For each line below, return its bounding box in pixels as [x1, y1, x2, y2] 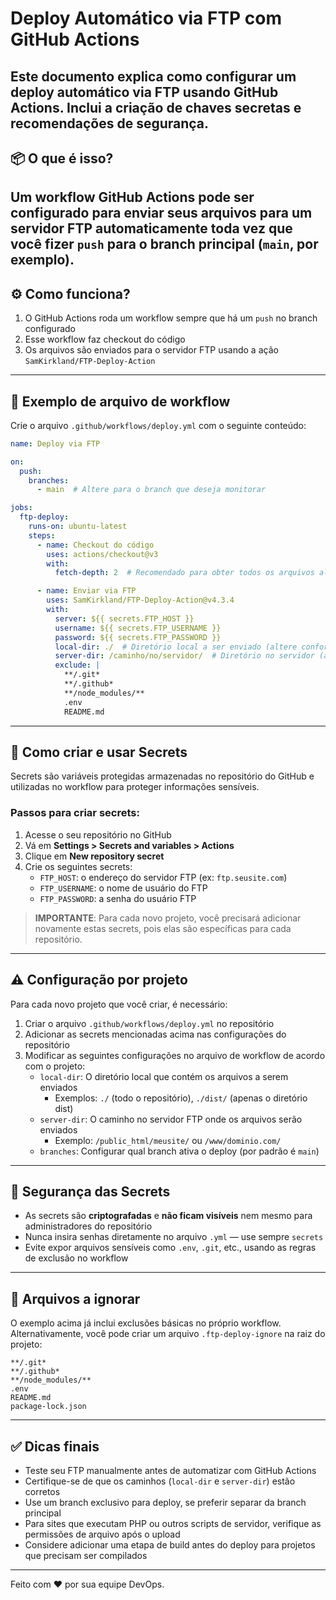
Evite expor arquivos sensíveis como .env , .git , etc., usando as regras [24, 1242, 317, 1254]
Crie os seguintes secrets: [24, 860, 133, 872]
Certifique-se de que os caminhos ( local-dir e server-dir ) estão [24, 1475, 296, 1487]
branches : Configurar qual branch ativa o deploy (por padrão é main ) [39, 1145, 320, 1157]
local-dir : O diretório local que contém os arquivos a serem [39, 1070, 289, 1082]
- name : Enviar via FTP [36, 586, 137, 596]
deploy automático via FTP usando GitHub [10, 83, 279, 101]
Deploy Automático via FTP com [10, 7, 283, 30]
